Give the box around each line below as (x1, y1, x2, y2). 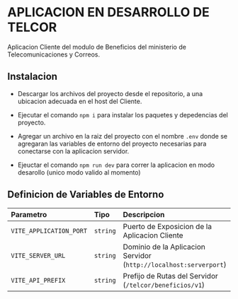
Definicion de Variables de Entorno (7, 189, 164, 201)
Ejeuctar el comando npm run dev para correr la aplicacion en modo (17, 160, 215, 169)
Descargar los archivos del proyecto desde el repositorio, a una (17, 89, 203, 98)
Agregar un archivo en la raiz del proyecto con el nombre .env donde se (17, 131, 228, 140)
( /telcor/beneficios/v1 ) (123, 280, 205, 290)
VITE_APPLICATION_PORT (11, 227, 87, 235)
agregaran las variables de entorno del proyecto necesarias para (17, 139, 207, 148)
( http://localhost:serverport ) (123, 259, 227, 269)
